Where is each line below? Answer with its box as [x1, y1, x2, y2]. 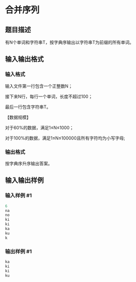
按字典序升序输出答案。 [5, 160, 52, 166]
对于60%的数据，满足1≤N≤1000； [5, 124, 74, 130]
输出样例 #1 [5, 248, 32, 255]
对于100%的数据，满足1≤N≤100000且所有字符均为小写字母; [5, 135, 125, 141]
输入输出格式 [5, 55, 44, 64]
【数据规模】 [5, 114, 31, 120]
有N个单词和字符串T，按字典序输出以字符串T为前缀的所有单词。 [5, 40, 134, 45]
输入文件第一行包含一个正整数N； [5, 83, 73, 89]
